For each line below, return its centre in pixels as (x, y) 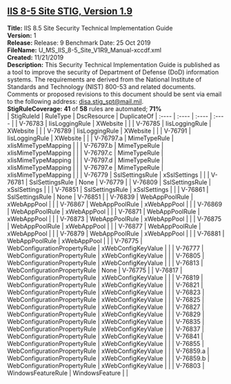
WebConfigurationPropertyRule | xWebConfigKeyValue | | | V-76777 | (106, 248)
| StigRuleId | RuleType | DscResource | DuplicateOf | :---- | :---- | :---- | (110, 116)
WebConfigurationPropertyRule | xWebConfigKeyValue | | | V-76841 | (105, 336)
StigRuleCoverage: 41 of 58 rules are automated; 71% (84, 108)
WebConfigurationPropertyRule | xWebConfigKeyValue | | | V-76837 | (106, 329)
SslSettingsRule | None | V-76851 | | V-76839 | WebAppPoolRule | (100, 197)
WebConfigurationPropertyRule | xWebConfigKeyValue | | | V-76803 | (106, 365)
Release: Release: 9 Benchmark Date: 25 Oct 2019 (79, 42)
